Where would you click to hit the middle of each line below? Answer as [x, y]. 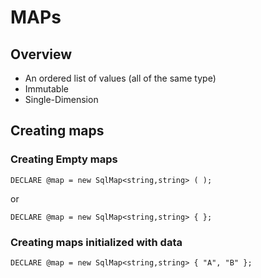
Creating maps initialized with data [96, 242]
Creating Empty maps [64, 159]
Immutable [46, 89]
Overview [41, 54]
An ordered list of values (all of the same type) [120, 78]
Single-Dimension [61, 99]
